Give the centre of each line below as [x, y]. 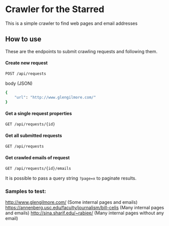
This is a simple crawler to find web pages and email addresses [71, 23]
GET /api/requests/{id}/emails [38, 168]
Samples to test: [26, 191]
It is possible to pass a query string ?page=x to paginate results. [71, 178]
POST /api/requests [26, 74]
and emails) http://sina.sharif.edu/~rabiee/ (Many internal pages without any [85, 213]
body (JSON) [19, 83]
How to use [23, 39]
